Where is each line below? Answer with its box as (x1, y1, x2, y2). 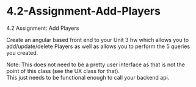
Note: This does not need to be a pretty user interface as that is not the (6, 61, 185, 68)
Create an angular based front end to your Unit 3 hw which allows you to (6, 36, 189, 43)
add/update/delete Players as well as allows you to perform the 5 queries (6, 43, 191, 50)
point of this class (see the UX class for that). (6, 67, 120, 74)
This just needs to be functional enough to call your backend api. (6, 74, 170, 81)
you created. (6, 49, 38, 56)
